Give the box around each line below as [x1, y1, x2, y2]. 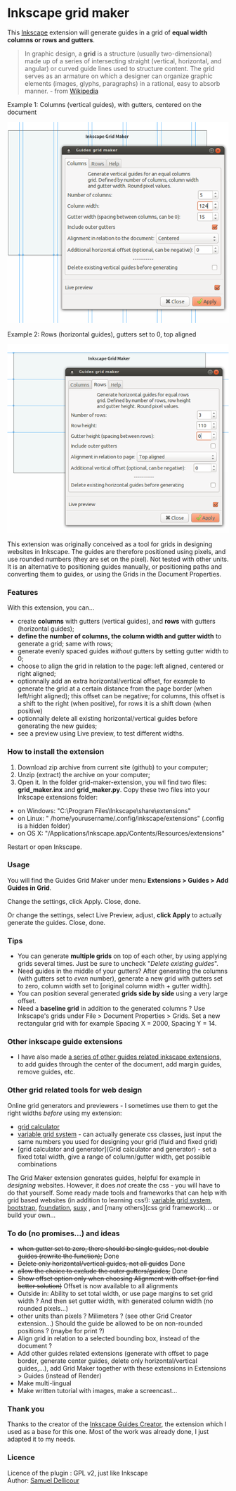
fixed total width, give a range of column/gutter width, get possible [17, 1152, 211, 1161]
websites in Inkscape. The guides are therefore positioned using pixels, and [7, 547, 226, 555]
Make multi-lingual [17, 1379, 72, 1388]
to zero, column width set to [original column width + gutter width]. [17, 982, 212, 990]
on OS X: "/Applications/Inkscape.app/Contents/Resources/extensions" [17, 829, 225, 837]
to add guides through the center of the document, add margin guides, [17, 1060, 223, 1069]
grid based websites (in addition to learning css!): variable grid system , [7, 1195, 213, 1204]
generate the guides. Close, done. [7, 918, 106, 926]
